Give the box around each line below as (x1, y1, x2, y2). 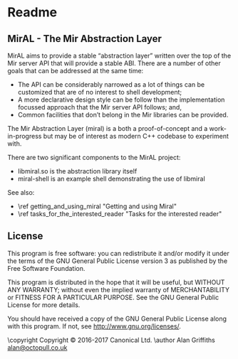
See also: (7, 188, 35, 196)
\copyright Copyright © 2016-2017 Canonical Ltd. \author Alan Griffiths (7, 336, 215, 344)
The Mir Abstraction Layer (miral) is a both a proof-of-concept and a (7, 124, 208, 132)
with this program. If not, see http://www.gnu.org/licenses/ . (7, 321, 182, 331)
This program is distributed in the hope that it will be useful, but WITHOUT (7, 278, 225, 286)
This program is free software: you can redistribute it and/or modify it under (7, 249, 229, 257)
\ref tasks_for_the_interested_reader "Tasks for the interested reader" (17, 210, 222, 218)
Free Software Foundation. (7, 264, 86, 272)
